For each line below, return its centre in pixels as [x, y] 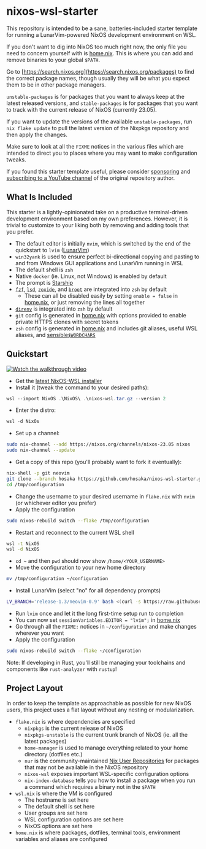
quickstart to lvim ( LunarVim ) [52, 250]
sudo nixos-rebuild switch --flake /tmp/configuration [78, 521]
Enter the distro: [36, 410]
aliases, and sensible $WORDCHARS [55, 335]
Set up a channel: [37, 433]
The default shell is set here [59, 806]
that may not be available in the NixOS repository [86, 767]
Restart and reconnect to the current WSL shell [74, 532]
